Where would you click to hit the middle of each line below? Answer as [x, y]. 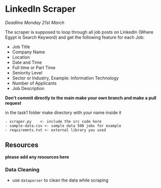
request [13, 103]
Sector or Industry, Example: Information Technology [65, 78]
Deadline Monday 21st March [35, 23]
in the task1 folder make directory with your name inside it [63, 112]
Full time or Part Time [34, 68]
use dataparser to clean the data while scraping [60, 180]
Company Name [28, 52]
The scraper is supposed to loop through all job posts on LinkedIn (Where [79, 32]
